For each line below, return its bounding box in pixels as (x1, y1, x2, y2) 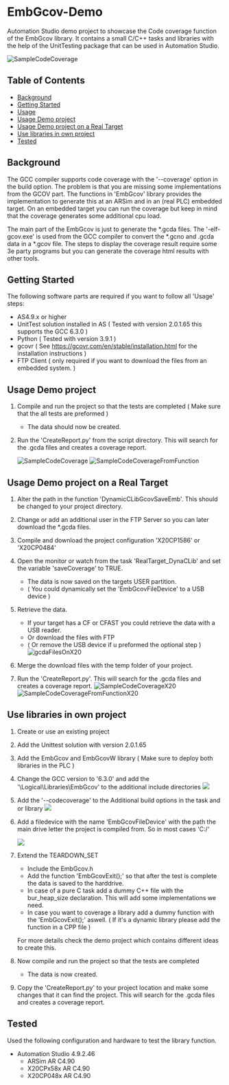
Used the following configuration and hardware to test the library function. (7, 1036, 217, 1044)
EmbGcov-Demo (7, 4, 103, 20)
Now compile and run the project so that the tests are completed (16, 956, 200, 965)
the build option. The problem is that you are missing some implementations (7, 182, 221, 190)
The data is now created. (27, 970, 98, 978)
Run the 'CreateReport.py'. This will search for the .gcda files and (16, 675, 202, 683)
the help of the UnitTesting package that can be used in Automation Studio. (7, 41, 219, 50)
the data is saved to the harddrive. (27, 879, 125, 887)
